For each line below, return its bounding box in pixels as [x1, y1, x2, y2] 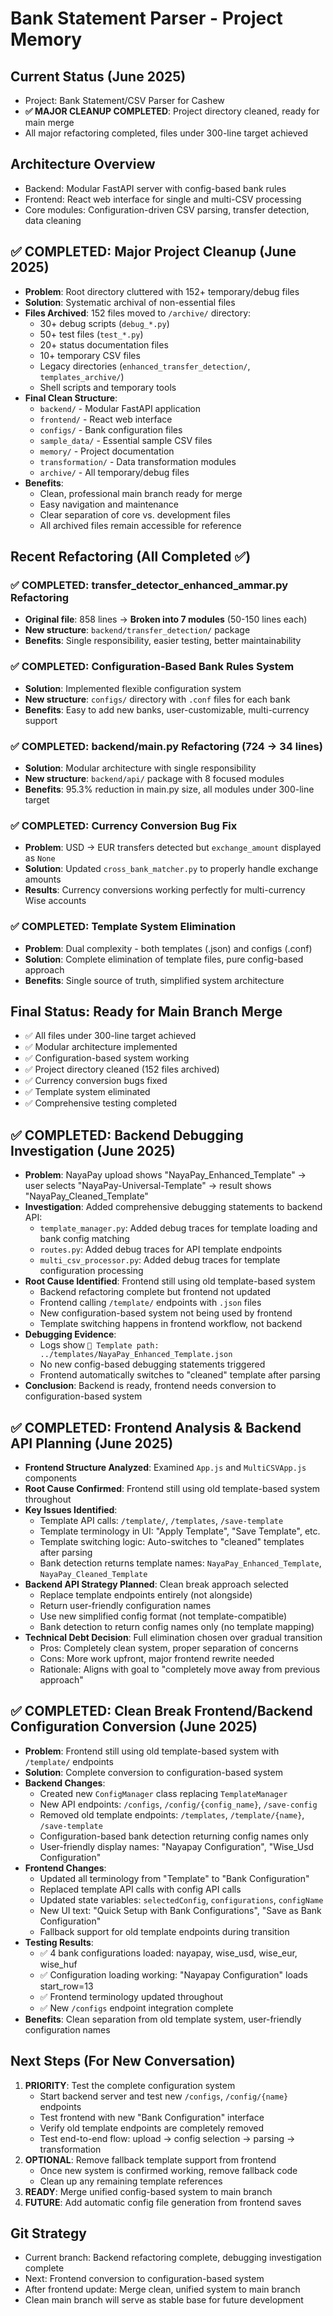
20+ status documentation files [39, 338, 169, 351]
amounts [24, 873, 62, 886]
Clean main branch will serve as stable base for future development [24, 2294, 304, 2306]
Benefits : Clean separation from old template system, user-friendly [24, 2013, 302, 2025]
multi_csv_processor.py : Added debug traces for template [39, 1254, 281, 1266]
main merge [24, 117, 75, 128]
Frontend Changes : [24, 1862, 107, 1874]
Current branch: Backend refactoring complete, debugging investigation [24, 2252, 322, 2264]
